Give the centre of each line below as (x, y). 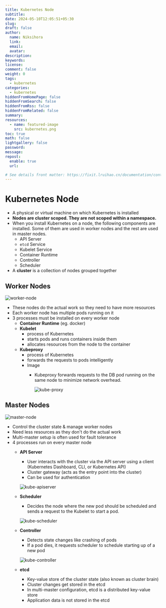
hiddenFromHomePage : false (33, 97)
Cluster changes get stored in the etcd (66, 584)
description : (19, 56)
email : (16, 46)
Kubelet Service (36, 249)
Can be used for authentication (59, 477)
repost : (13, 157)
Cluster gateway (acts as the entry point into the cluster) (84, 472)
